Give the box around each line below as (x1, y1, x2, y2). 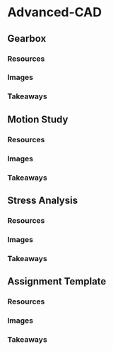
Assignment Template (7, 275, 107, 287)
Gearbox (7, 33, 47, 45)
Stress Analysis (7, 194, 78, 206)
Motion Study (7, 113, 69, 125)
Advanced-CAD (7, 4, 102, 21)
